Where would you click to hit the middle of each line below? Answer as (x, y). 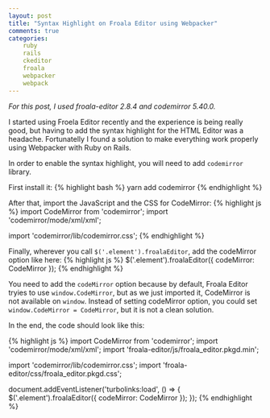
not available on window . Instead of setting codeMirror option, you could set (133, 301)
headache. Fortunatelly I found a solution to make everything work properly (133, 139)
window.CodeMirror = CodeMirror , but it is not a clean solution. (111, 309)
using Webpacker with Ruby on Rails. (70, 147)
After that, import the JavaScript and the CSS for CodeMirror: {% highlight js (135, 203)
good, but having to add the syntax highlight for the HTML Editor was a (126, 130)
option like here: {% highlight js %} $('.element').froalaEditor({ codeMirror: (132, 259)
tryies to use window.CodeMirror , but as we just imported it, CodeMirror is (129, 292)
